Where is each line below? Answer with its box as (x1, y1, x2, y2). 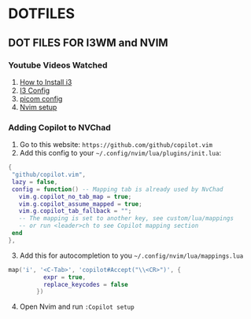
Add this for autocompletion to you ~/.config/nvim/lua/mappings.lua (19, 251, 244, 260)
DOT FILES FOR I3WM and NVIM (8, 36, 168, 49)
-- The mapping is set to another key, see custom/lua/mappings (18, 214, 234, 222)
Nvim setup (19, 102, 57, 112)
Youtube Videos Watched (8, 60, 108, 71)
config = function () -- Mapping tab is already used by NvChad (11, 185, 223, 193)
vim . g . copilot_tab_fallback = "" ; (18, 207, 132, 215)
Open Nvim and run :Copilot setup (19, 302, 135, 311)
